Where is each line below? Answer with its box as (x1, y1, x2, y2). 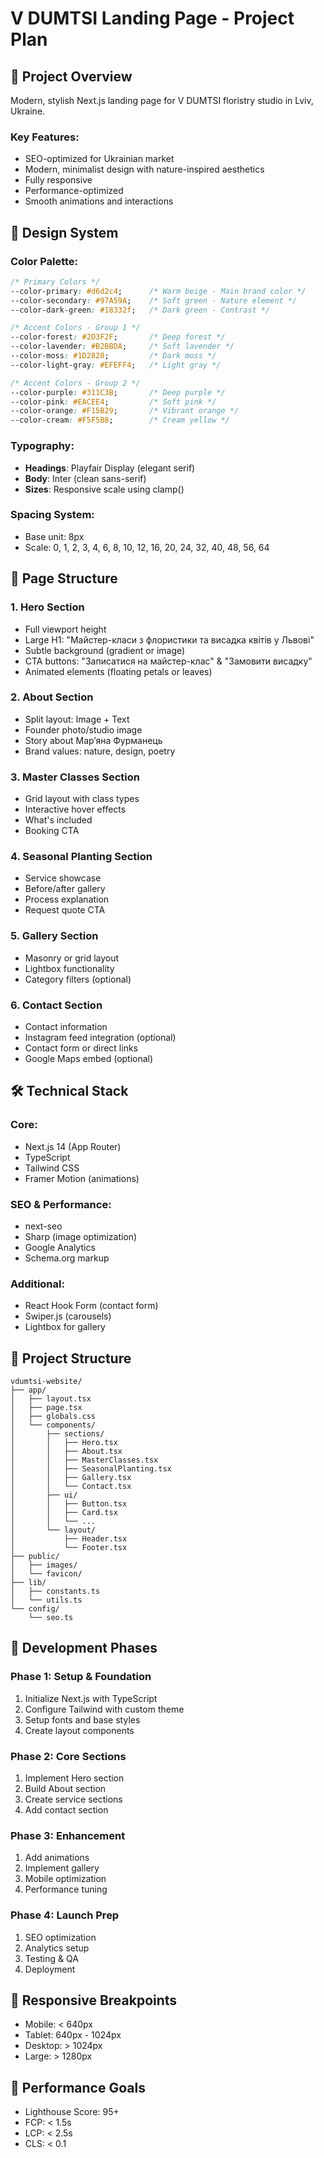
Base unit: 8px (24, 530, 85, 542)
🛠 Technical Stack (10, 1083, 129, 1100)
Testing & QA (24, 1952, 79, 1964)
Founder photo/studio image (24, 723, 143, 736)
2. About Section (10, 690, 94, 704)
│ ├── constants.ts (10, 1587, 101, 1597)
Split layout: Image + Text (24, 713, 130, 725)
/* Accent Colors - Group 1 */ (10, 323, 141, 333)
